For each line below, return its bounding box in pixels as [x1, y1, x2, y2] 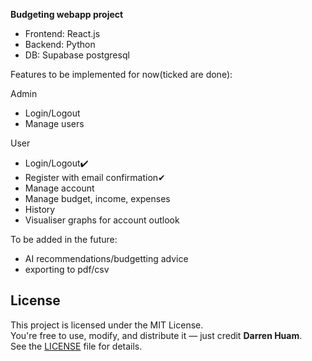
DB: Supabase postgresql [24, 49, 130, 61]
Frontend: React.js [24, 28, 101, 39]
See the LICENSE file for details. [10, 340, 143, 352]
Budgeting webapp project [10, 9, 124, 20]
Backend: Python [24, 39, 96, 50]
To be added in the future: [10, 234, 118, 245]
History [24, 204, 56, 215]
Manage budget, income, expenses [24, 193, 171, 204]
